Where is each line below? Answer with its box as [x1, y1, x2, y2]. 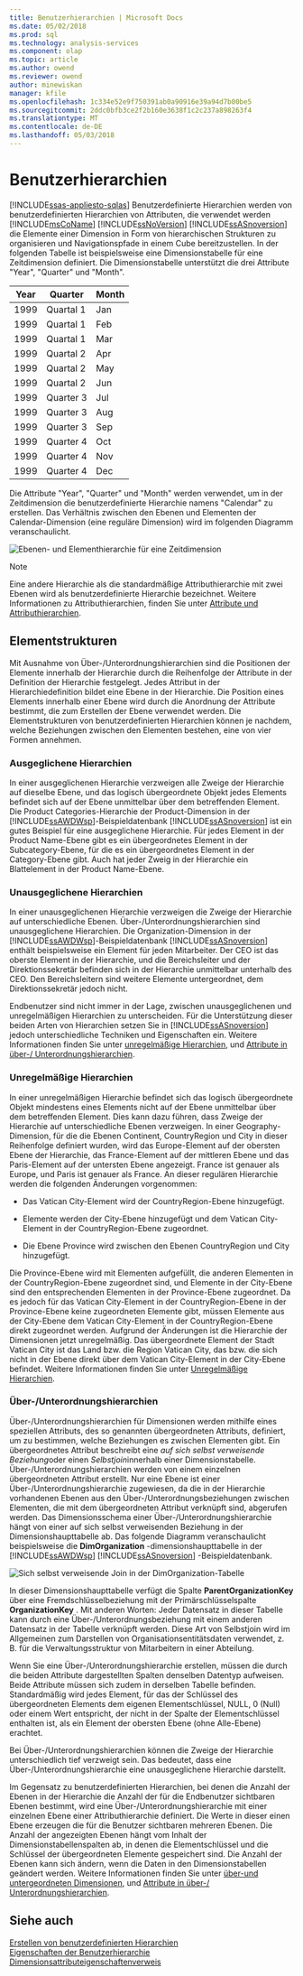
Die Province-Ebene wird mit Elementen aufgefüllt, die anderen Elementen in [9, 1267, 294, 1278]
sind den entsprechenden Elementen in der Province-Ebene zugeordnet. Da [9, 1286, 291, 1297]
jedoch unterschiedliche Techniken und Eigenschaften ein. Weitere [9, 1030, 258, 1041]
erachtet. [9, 1727, 43, 1738]
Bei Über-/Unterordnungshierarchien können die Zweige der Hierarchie [9, 1744, 274, 1756]
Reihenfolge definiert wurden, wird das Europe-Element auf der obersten [9, 1139, 280, 1151]
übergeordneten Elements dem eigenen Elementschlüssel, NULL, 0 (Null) [9, 1698, 281, 1709]
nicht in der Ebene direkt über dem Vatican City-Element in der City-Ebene [9, 1353, 286, 1364]
